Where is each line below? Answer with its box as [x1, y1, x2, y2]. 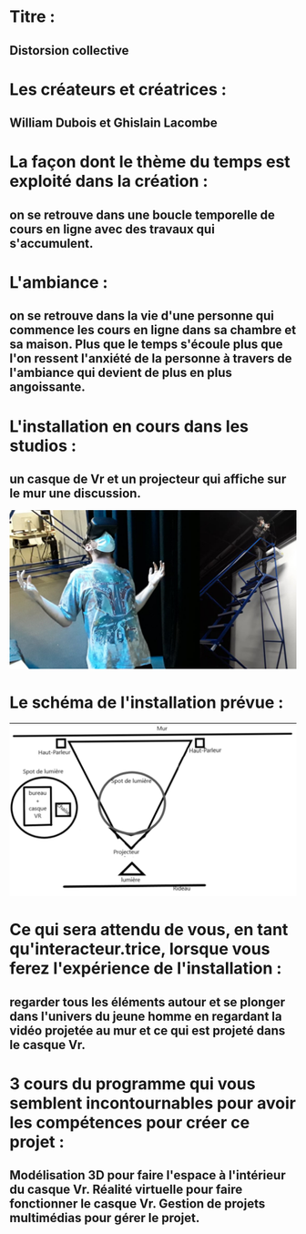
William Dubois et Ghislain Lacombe [9, 116, 218, 131]
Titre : [9, 6, 56, 27]
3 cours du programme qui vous [9, 1073, 257, 1094]
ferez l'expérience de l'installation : [9, 958, 282, 979]
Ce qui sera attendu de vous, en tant [9, 920, 289, 940]
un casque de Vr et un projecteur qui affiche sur [9, 471, 287, 486]
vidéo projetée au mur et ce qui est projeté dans [9, 1023, 286, 1038]
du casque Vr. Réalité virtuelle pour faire [9, 1182, 243, 1198]
